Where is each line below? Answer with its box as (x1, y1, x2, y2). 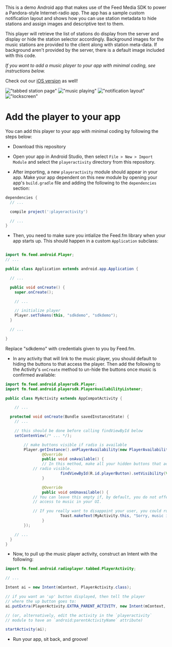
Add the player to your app (5, 111, 121, 123)
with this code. (5, 52, 37, 58)
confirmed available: (12, 371, 56, 378)
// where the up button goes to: (5, 599, 77, 604)
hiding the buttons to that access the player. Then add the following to (12, 361, 161, 367)
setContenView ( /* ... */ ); (14, 433, 72, 438)
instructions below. (5, 68, 45, 74)
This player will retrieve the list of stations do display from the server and (5, 31, 159, 36)
